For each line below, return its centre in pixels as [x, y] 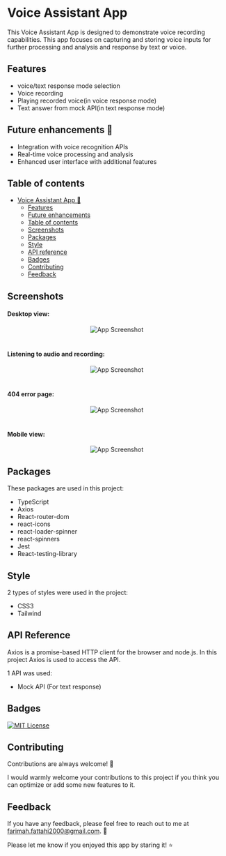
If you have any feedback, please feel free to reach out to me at [98, 824]
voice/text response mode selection [68, 86]
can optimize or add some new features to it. [71, 785]
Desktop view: [29, 314]
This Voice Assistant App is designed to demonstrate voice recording [106, 32]
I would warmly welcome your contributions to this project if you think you [113, 778]
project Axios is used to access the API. [64, 659]
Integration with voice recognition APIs [73, 147]
